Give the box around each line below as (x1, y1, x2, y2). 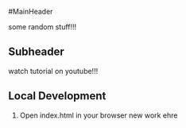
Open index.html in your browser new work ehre (19, 111, 178, 120)
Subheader (8, 45, 65, 59)
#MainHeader (8, 7, 53, 16)
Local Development (8, 89, 107, 103)
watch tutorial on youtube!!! (8, 66, 99, 76)
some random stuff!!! (8, 22, 77, 31)
